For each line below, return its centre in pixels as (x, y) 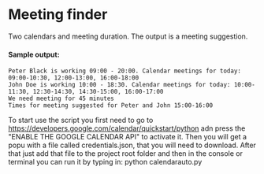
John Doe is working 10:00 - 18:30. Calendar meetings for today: (119, 85)
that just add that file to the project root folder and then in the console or (125, 154)
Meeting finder (58, 15)
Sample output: (34, 54)
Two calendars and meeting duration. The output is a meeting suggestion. (128, 36)
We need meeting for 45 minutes (61, 99)
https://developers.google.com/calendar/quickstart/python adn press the (127, 128)
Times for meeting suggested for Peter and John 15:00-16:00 (111, 106)
